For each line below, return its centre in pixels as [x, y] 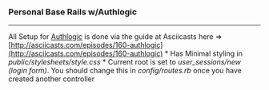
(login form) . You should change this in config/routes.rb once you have [125, 71]
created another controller [51, 79]
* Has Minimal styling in [203, 53]
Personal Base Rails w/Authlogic [73, 12]
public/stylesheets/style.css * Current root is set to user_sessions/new [125, 62]
